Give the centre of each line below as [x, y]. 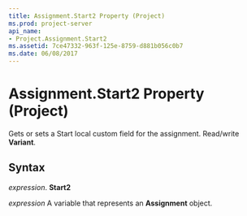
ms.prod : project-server [50, 24]
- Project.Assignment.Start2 [58, 39]
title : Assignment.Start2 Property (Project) [87, 16]
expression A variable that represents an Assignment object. [110, 203]
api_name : [25, 31]
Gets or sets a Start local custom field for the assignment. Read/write [124, 133]
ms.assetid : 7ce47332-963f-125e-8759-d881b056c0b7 [96, 46]
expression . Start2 [40, 187]
